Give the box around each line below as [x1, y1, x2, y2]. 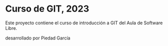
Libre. [5, 25, 18, 31]
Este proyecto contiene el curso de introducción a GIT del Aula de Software [5, 20, 163, 26]
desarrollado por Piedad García [5, 35, 71, 41]
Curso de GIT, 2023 [5, 3, 89, 15]
